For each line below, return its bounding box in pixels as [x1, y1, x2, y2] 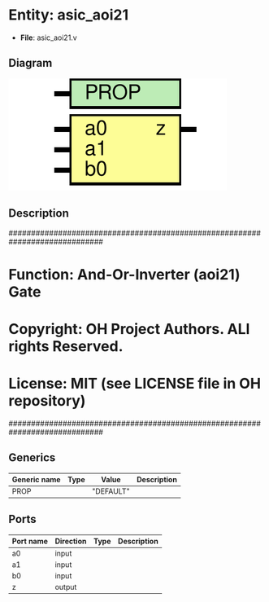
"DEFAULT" [92, 486, 130, 496]
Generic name [11, 475, 61, 485]
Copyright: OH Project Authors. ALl [8, 319, 250, 338]
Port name [11, 536, 49, 547]
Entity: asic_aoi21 [8, 6, 129, 24]
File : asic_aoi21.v [20, 33, 77, 42]
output [54, 582, 77, 592]
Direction [54, 536, 87, 547]
